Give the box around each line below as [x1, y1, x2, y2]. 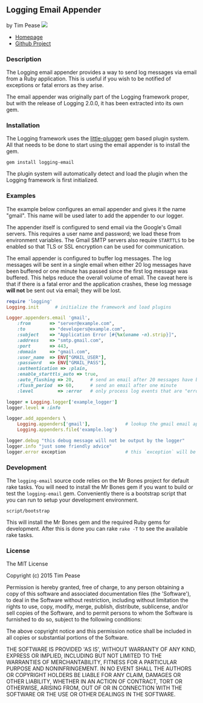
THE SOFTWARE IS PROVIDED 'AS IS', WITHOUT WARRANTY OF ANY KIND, [6, 646, 196, 653]
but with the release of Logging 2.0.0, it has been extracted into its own [6, 100, 184, 107]
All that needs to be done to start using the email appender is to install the [6, 142, 190, 149]
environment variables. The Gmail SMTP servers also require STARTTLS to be [6, 236, 195, 244]
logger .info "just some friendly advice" [6, 443, 112, 450]
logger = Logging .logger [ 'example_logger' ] [6, 399, 118, 405]
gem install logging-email [6, 160, 74, 166]
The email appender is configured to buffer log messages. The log [6, 254, 172, 262]
